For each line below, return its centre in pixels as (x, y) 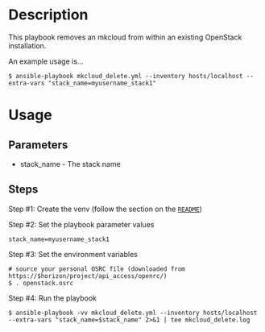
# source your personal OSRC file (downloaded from (97, 269)
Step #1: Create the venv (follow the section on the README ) (106, 209)
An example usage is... (46, 61)
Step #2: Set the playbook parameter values (81, 224)
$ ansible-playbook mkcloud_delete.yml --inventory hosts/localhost (126, 76)
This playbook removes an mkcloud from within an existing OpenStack (125, 37)
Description (48, 15)
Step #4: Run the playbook (53, 298)
